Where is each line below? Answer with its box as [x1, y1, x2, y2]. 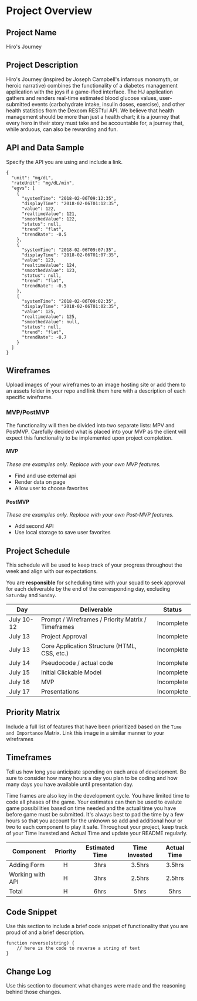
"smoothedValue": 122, [21, 216, 77, 222]
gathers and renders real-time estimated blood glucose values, [6, 94, 158, 101]
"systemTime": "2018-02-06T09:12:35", [21, 195, 117, 201]
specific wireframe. [6, 394, 53, 401]
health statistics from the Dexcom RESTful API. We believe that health [6, 107, 174, 114]
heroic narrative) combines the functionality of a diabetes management [6, 82, 178, 89]
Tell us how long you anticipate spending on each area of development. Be [6, 768, 186, 775]
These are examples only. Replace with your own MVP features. [6, 460, 161, 468]
